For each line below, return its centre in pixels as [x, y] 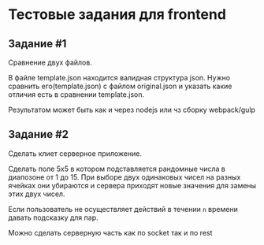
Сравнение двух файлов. [50, 62]
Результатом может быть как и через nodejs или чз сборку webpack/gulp [132, 110]
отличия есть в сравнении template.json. [76, 95]
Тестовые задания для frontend [117, 15]
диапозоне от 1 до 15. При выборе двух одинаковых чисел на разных [125, 177]
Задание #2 [39, 134]
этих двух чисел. [37, 194]
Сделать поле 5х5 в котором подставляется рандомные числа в [117, 169]
